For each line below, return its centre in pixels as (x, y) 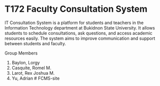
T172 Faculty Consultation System (76, 9)
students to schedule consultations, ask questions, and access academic (79, 33)
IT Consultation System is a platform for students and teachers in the (74, 23)
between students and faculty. (35, 43)
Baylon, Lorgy (26, 62)
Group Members (21, 53)
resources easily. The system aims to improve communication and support (80, 38)
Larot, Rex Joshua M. (33, 73)
